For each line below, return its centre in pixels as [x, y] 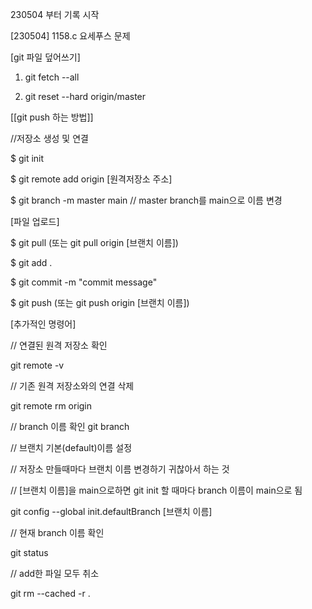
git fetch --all [52, 77]
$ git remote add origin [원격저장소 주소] [91, 179]
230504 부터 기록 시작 [55, 14]
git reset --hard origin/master [85, 96]
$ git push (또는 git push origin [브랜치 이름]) [100, 302]
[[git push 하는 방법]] [52, 117]
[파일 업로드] [35, 221]
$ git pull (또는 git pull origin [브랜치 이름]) [94, 242]
